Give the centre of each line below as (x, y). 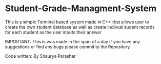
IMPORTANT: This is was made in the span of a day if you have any (72, 41)
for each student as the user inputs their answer (53, 32)
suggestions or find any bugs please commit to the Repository (68, 47)
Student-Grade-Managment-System (81, 8)
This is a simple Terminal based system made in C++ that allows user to (77, 22)
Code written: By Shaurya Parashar (40, 56)
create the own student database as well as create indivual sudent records (80, 27)
